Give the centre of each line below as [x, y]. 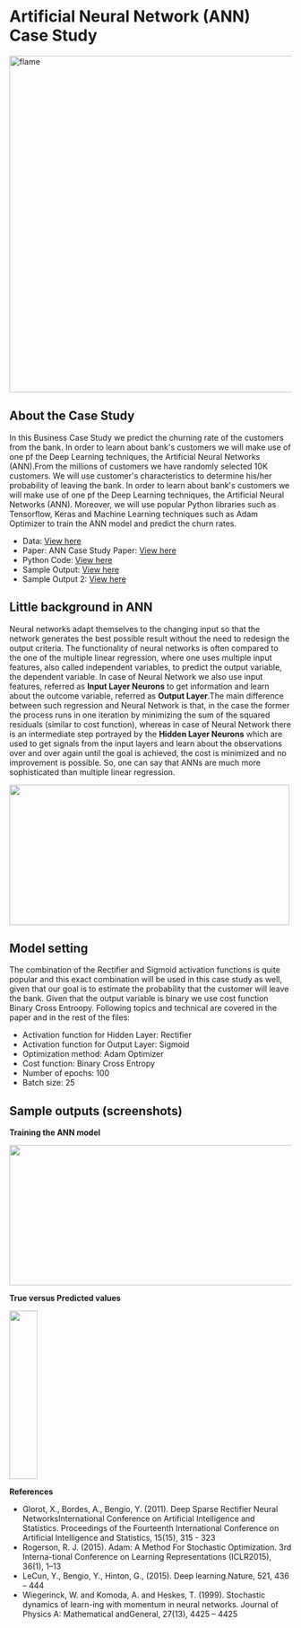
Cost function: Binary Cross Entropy [88, 1064]
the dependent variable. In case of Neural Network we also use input [136, 676]
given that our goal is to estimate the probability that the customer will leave [149, 989]
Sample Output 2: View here [74, 579]
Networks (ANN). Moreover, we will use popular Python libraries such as [143, 504]
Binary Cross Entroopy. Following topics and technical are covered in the [143, 1008]
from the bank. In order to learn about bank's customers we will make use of [150, 447]
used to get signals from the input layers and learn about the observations [146, 744]
